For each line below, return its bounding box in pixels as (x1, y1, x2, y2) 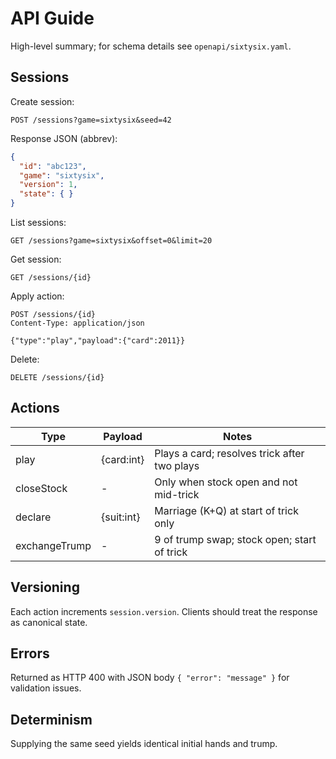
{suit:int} (101, 510, 141, 524)
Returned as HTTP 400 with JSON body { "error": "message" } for (10, 672, 290, 684)
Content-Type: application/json (10, 318, 145, 328)
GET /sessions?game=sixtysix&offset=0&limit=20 (10, 236, 213, 246)
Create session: (10, 95, 75, 107)
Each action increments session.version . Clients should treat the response (10, 605, 318, 617)
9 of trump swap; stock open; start (154, 532, 317, 546)
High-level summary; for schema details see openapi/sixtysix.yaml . (10, 40, 292, 52)
